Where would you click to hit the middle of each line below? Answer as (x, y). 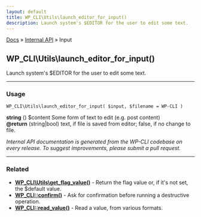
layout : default (26, 12)
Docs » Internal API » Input (39, 40)
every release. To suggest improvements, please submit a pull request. (94, 148)
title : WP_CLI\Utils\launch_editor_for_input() (67, 17)
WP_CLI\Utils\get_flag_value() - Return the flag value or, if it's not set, (101, 182)
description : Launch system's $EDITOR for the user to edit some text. (97, 23)
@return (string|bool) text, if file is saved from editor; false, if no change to (98, 124)
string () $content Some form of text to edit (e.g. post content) (83, 118)
